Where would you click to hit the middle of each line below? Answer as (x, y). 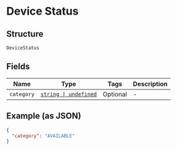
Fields (18, 66)
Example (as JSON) (44, 116)
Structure (25, 34)
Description (150, 84)
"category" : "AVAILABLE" (43, 136)
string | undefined (69, 94)
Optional (115, 94)
